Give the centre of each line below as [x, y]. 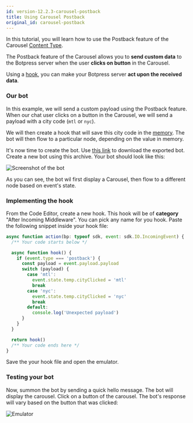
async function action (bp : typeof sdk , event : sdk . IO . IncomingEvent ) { [95, 236]
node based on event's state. [41, 185]
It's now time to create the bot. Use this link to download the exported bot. [96, 150]
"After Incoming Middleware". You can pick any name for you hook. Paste [94, 219]
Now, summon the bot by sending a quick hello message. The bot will [90, 390]
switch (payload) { [45, 269]
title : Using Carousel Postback [45, 17]
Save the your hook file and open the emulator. [62, 362]
